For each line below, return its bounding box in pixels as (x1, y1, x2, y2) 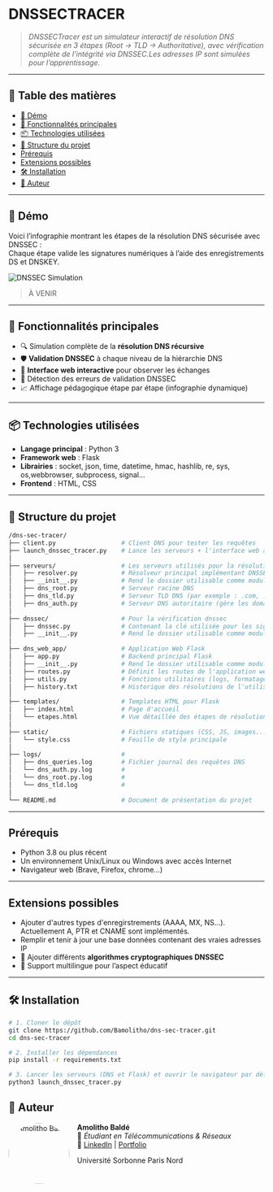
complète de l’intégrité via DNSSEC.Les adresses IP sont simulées (28, 49, 250, 59)
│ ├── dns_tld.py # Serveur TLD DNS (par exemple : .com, (8, 592, 260, 600)
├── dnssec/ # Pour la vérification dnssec (8, 615, 227, 623)
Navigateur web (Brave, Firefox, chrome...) (19, 865, 163, 875)
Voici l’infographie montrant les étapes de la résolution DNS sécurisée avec (8, 231, 261, 241)
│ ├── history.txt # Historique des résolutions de (8, 682, 234, 691)
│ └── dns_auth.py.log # (8, 766, 126, 774)
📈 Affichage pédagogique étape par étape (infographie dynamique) (19, 383, 249, 393)
